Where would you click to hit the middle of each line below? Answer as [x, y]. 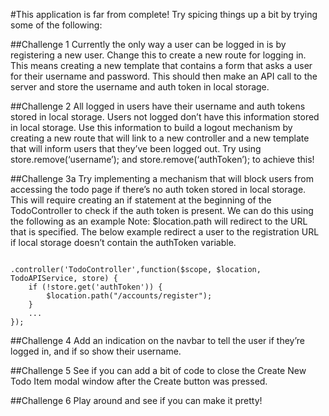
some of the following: [56, 25]
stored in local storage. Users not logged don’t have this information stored [165, 117]
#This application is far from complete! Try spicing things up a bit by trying [164, 14]
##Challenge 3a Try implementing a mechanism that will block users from [162, 178]
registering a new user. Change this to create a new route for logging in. [158, 55]
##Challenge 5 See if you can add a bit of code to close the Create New [158, 370]
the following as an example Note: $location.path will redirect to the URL [159, 221]
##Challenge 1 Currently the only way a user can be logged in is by [148, 44]
